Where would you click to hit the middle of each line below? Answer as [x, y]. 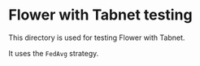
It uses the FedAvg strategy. [54, 53]
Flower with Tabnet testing [100, 15]
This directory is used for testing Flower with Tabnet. [97, 37]
